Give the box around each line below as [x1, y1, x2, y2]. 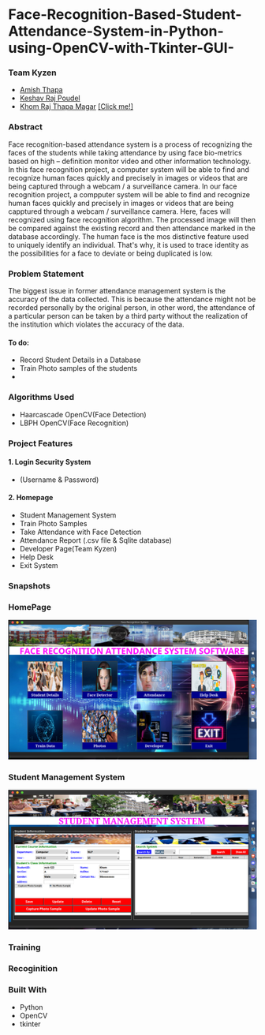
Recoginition [8, 963, 58, 974]
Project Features [8, 438, 73, 449]
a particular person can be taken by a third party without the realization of [8, 312, 248, 321]
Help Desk [19, 552, 54, 562]
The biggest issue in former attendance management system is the [8, 286, 226, 296]
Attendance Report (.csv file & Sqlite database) [19, 535, 172, 545]
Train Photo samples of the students [19, 364, 138, 373]
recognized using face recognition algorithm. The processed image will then [8, 215, 256, 224]
